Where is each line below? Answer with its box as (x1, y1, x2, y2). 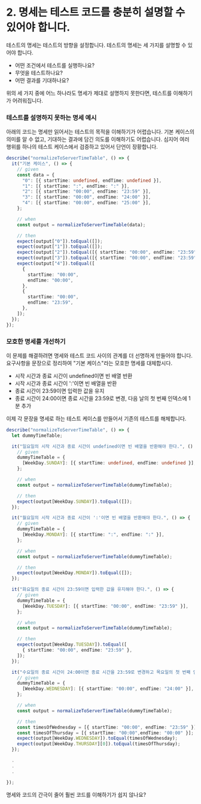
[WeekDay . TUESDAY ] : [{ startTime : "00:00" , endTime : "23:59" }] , (22, 603, 188, 609)
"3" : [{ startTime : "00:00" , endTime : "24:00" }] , (22, 194, 151, 200)
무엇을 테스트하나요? (14, 69, 63, 76)
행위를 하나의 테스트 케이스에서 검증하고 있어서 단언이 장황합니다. (6, 143, 159, 151)
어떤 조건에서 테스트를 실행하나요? (14, 61, 95, 69)
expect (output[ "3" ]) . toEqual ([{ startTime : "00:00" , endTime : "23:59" (17, 255, 197, 261)
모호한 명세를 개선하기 (6, 337, 66, 346)
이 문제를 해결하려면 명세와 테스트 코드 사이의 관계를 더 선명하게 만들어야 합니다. (6, 352, 193, 359)
